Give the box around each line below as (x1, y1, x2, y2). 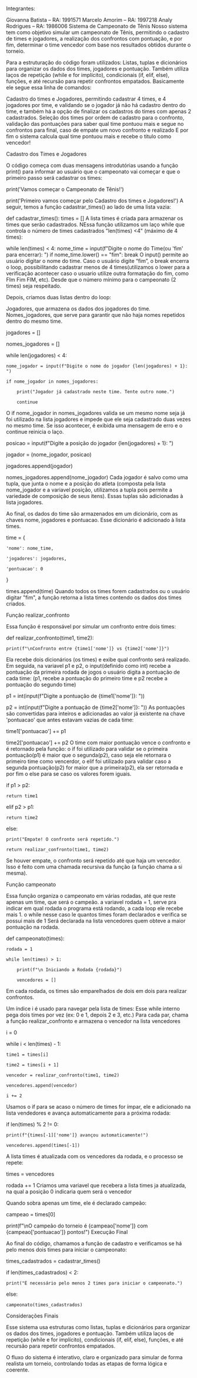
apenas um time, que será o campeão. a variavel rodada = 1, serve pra (6, 899, 176, 905)
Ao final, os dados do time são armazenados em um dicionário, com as (6, 510, 178, 517)
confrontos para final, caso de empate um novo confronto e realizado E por (6, 126, 189, 133)
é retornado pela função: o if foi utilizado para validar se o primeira (6, 745, 168, 752)
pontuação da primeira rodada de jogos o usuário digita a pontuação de (6, 668, 181, 675)
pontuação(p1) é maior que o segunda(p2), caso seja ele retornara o (6, 752, 172, 758)
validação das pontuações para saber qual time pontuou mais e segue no (6, 121, 184, 127)
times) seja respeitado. (6, 282, 62, 289)
